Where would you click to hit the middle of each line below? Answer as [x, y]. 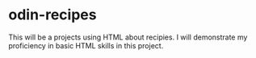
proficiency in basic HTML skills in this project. [86, 45]
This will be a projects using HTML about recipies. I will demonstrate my [128, 37]
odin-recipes [52, 15]
